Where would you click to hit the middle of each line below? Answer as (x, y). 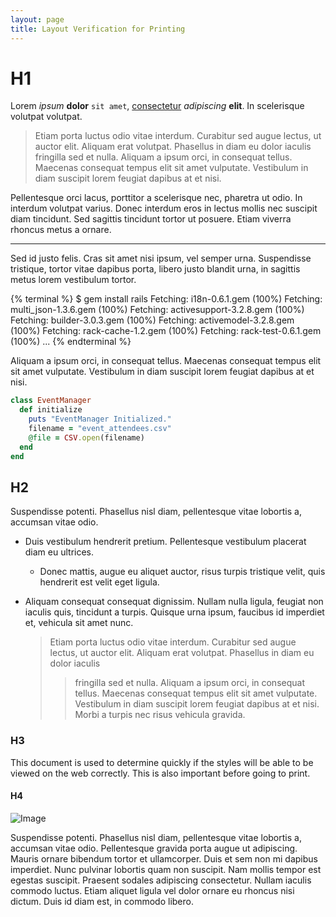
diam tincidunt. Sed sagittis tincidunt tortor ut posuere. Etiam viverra (151, 219)
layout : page (37, 19)
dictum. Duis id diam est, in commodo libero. (102, 901)
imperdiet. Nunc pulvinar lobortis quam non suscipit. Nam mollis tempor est (166, 869)
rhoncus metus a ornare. (61, 230)
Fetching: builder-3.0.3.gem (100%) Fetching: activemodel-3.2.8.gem (152, 320)
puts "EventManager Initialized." (100, 419)
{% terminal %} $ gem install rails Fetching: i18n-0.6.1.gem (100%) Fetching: (166, 299)
